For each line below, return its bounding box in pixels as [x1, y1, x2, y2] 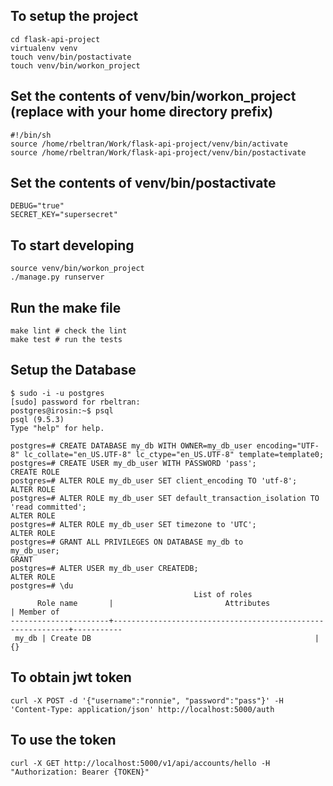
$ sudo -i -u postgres [10, 388, 105, 398]
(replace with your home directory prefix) [10, 104, 274, 121]
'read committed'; [10, 502, 87, 512]
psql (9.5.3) [10, 414, 65, 424]
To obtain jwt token [10, 669, 132, 686]
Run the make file [10, 299, 122, 316]
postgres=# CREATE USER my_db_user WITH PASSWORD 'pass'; [10, 458, 257, 468]
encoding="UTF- [256, 440, 320, 451]
